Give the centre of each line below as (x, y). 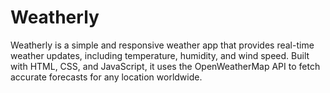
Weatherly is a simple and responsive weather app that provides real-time (162, 45)
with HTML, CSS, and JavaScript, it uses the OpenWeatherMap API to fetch (165, 66)
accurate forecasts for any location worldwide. (106, 77)
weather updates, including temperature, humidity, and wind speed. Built (160, 55)
